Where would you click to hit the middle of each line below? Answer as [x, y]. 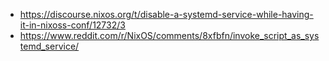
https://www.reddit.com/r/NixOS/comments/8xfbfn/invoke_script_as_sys [169, 35]
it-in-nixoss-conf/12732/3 [72, 25]
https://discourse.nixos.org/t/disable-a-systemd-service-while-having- [166, 14]
